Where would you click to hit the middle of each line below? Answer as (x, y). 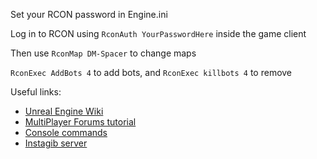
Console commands (66, 132)
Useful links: (36, 92)
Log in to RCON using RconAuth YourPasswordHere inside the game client (158, 33)
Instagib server (56, 143)
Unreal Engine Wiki (64, 111)
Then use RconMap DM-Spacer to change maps (103, 53)
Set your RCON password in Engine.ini (89, 14)
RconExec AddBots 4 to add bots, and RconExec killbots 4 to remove (151, 72)
